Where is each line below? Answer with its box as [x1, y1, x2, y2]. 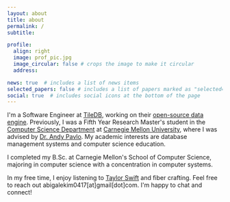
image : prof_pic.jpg [13, 54, 72, 62]
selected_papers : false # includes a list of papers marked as [7, 86, 192, 92]
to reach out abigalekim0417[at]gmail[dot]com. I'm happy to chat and [7, 181, 203, 189]
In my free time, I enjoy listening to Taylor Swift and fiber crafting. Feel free [7, 174, 218, 182]
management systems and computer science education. [7, 140, 166, 148]
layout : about [7, 10, 48, 17]
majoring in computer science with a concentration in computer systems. [7, 160, 214, 168]
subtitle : [7, 29, 36, 36]
